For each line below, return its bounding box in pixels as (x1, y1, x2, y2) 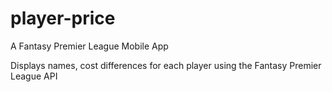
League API (10, 70, 58, 82)
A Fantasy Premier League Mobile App (10, 40, 169, 52)
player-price (10, 7, 116, 30)
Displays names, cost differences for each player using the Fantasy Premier (10, 59, 322, 71)
